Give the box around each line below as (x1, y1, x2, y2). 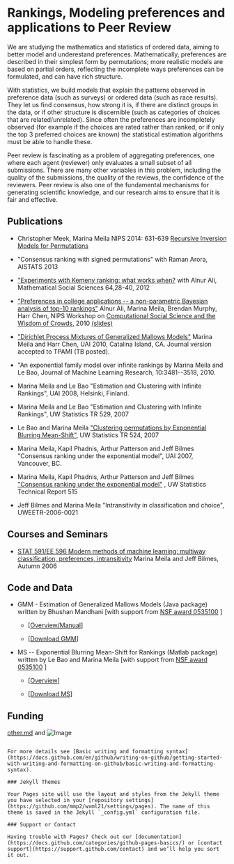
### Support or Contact (7, 822, 77, 828)
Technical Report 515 (17, 487, 78, 496)
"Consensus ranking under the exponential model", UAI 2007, (17, 451, 194, 460)
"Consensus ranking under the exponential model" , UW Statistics (17, 480, 207, 488)
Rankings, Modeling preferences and (7, 5, 226, 21)
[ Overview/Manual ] (27, 621, 84, 629)
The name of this (159, 803, 210, 810)
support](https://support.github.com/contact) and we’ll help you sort (7, 846, 219, 853)
